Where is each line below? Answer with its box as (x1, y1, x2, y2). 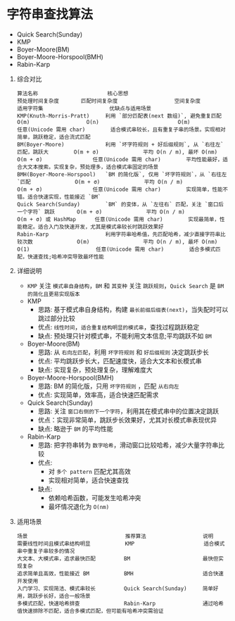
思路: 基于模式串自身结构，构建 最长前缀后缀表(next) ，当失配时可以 (37, 305, 229, 313)
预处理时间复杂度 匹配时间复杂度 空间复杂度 (16, 97, 201, 104)
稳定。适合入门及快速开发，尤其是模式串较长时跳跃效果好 (22, 223, 164, 230)
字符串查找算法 (6, 6, 94, 23)
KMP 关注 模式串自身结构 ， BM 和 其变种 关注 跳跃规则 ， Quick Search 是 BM (27, 281, 224, 289)
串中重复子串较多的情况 (16, 547, 75, 555)
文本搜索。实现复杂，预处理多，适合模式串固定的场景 (27, 163, 159, 170)
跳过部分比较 (37, 314, 75, 322)
